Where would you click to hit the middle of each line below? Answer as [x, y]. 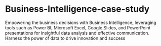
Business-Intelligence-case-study [77, 9]
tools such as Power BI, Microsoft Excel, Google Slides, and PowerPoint [78, 27]
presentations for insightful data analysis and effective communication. [77, 33]
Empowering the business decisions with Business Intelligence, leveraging [81, 23]
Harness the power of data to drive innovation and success [65, 38]
